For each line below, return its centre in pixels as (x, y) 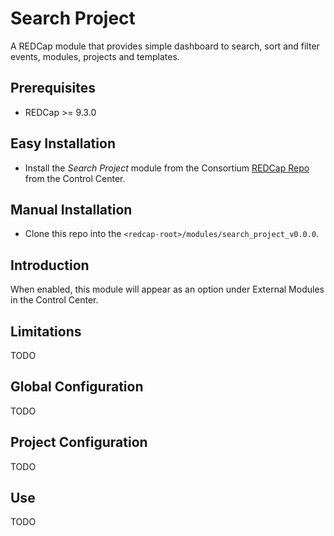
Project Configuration (79, 442)
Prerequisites (53, 88)
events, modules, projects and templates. (95, 56)
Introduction (50, 265)
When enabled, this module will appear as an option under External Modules (167, 289)
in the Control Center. (54, 300)
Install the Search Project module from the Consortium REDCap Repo (167, 168)
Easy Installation (63, 143)
